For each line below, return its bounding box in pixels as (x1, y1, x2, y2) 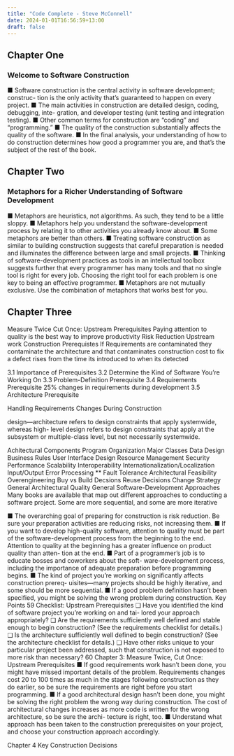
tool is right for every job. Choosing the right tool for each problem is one (7, 271, 218, 279)
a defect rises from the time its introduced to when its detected (7, 354, 189, 363)
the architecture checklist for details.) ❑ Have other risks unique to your (7, 638, 214, 646)
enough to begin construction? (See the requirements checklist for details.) (7, 623, 224, 631)
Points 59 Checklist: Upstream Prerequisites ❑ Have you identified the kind (7, 601, 224, 609)
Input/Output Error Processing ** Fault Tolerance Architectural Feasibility (7, 468, 217, 477)
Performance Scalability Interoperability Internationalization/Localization (7, 461, 215, 469)
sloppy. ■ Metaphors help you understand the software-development (7, 218, 207, 227)
